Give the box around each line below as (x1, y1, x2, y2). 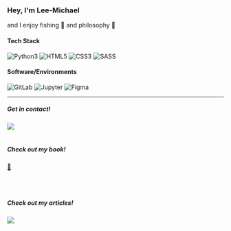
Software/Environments (7, 68, 77, 76)
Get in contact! (7, 105, 51, 113)
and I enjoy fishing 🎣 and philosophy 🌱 (7, 21, 115, 29)
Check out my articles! (7, 199, 74, 207)
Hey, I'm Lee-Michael (7, 5, 80, 15)
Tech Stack (7, 36, 40, 45)
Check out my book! (7, 145, 66, 154)
